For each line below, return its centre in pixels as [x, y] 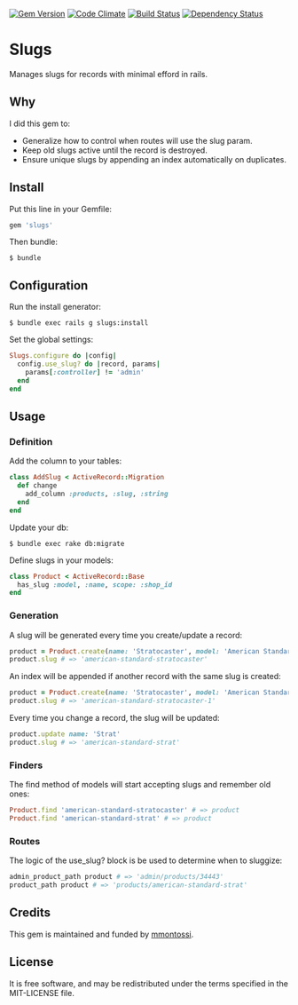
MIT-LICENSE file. [42, 993]
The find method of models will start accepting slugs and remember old [140, 785]
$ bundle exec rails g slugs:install [79, 323]
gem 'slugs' [31, 225]
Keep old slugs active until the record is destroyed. [115, 150]
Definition [31, 441]
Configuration [49, 285]
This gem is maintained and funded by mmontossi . [102, 934]
